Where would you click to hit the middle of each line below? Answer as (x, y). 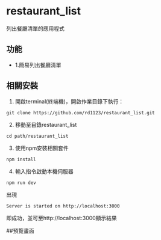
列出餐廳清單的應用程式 (35, 28)
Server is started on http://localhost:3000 (63, 206)
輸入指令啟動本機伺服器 (44, 171)
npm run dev (21, 183)
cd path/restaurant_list (37, 136)
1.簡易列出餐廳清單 (38, 65)
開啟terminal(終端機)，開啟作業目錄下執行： (69, 101)
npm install (21, 159)
